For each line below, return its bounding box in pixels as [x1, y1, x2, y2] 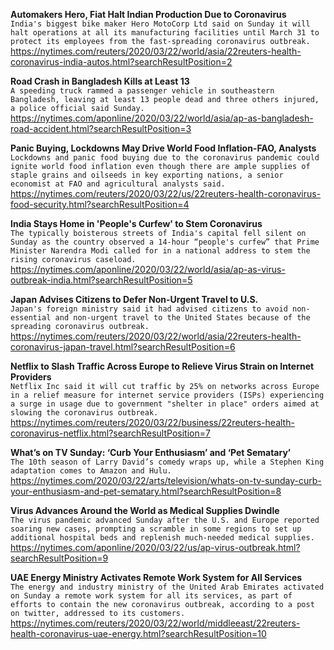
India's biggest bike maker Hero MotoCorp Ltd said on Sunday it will [10, 19, 311, 29]
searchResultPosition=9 [10, 552, 109, 564]
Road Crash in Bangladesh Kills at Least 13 [10, 75, 190, 87]
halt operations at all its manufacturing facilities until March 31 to [10, 28, 320, 38]
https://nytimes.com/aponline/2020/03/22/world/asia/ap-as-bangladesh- [10, 112, 314, 124]
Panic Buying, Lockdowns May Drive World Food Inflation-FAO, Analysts [10, 142, 317, 154]
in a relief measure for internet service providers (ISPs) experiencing [10, 390, 325, 400]
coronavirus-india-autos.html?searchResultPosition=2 [10, 56, 233, 68]
